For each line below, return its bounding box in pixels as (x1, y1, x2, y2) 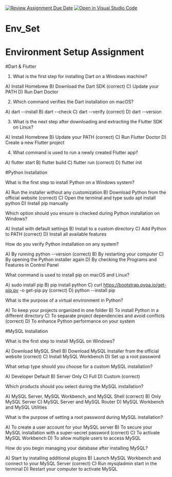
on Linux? (12, 124, 34, 131)
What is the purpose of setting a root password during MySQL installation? (5, 414, 163, 420)
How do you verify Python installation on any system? (5, 241, 119, 247)
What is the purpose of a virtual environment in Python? (5, 297, 123, 303)
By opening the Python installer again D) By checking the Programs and (5, 256, 157, 263)
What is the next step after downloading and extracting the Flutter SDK (12, 119, 163, 125)
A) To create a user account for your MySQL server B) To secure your (5, 424, 152, 430)
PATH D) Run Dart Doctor (5, 89, 59, 95)
